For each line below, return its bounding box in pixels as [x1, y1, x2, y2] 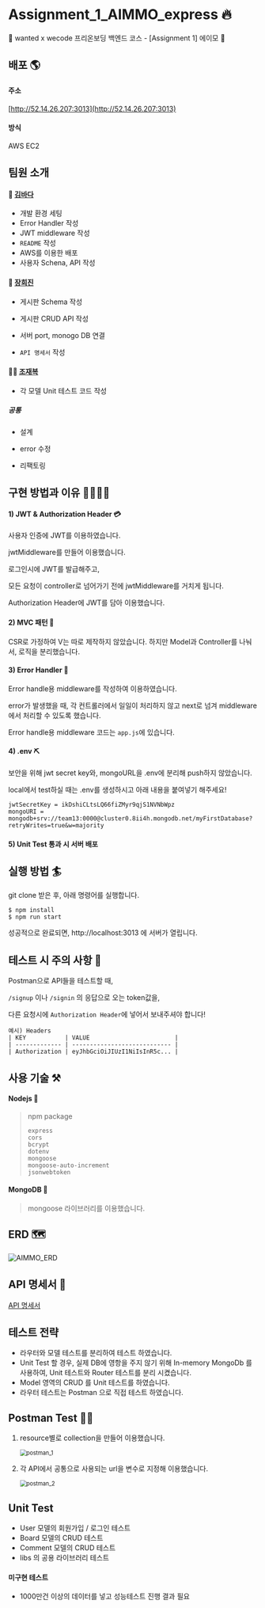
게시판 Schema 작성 [19, 297, 83, 306]
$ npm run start [8, 913, 62, 922]
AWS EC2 [8, 141, 40, 150]
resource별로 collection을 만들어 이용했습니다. [19, 1433, 165, 1443]
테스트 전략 [8, 1325, 59, 1339]
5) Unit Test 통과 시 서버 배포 [8, 839, 99, 849]
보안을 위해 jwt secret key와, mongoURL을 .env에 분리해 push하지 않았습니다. [8, 768, 253, 777]
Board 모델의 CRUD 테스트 [19, 1533, 104, 1542]
